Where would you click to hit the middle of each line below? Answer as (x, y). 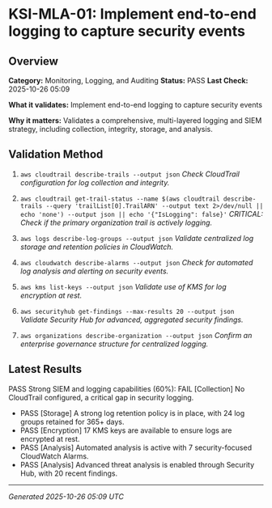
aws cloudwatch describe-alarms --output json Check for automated (136, 262)
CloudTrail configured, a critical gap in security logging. (101, 397)
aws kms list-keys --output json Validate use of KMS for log (123, 286)
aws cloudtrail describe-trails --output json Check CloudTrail (130, 174)
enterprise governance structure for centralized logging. (114, 344)
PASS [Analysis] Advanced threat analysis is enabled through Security (137, 464)
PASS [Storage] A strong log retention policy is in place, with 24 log (132, 413)
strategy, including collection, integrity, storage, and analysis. (110, 129)
